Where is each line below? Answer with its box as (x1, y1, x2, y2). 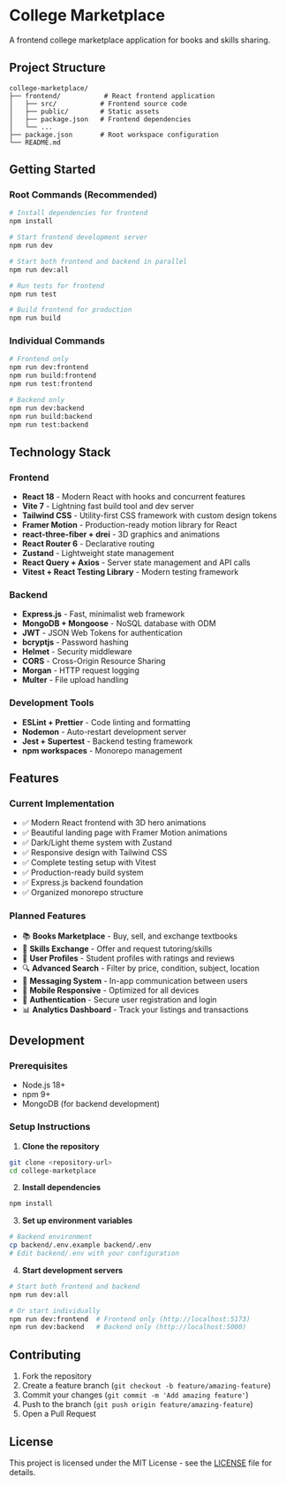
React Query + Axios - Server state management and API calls (21, 557, 251, 568)
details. (9, 1466, 36, 1477)
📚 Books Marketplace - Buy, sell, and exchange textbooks (21, 931, 238, 941)
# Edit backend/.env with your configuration (9, 1249, 179, 1258)
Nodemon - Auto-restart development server (21, 726, 187, 737)
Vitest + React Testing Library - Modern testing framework (21, 567, 239, 577)
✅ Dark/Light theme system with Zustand (21, 838, 172, 848)
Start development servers (21, 1265, 124, 1275)
